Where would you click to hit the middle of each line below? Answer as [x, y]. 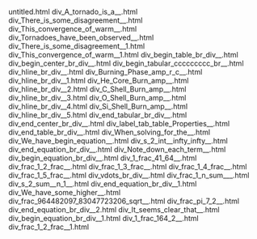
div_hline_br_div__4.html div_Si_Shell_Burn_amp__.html [98, 106]
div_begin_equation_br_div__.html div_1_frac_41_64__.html [103, 158]
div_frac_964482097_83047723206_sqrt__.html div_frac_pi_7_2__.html [124, 201]
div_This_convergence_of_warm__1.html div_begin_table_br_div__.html [123, 55]
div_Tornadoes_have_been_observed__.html [81, 37]
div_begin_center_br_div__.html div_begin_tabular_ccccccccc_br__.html [126, 63]
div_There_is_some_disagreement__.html [76, 20]
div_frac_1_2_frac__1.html [49, 227]
